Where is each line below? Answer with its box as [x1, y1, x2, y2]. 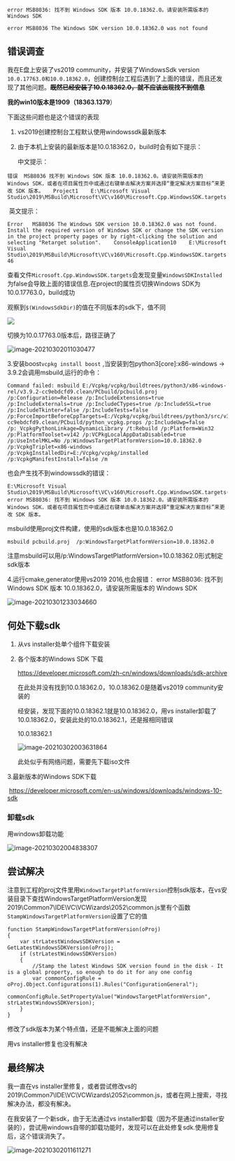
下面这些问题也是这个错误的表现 [7, 113, 99, 121]
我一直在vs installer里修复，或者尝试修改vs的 [7, 1082, 138, 1090]
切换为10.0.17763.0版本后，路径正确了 [7, 331, 117, 339]
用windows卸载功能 [7, 829, 64, 838]
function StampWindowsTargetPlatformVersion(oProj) [7, 926, 161, 933]
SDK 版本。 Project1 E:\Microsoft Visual [15, 188, 150, 195]
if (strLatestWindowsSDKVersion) [20, 950, 117, 957]
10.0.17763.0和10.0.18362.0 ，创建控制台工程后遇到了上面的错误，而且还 [7, 74, 217, 83]
